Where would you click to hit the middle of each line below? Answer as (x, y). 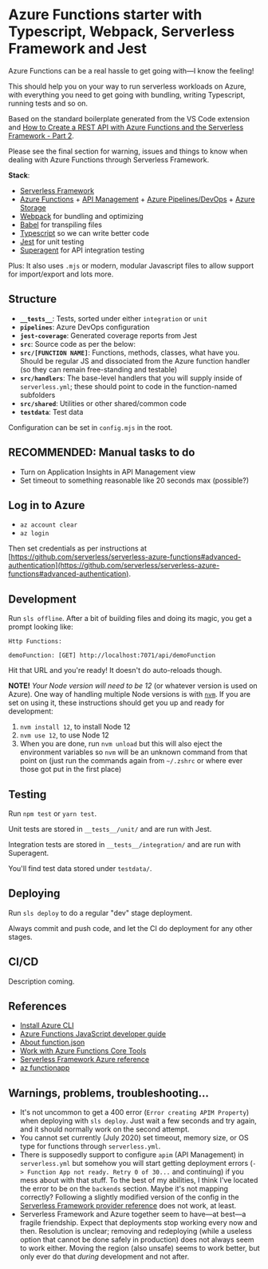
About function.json (52, 1042)
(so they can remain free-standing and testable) (99, 369)
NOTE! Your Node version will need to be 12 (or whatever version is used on (133, 686)
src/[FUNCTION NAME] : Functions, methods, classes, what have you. (130, 352)
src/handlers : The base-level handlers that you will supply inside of (131, 378)
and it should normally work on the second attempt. (104, 1129)
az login (34, 534)
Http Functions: (35, 642)
